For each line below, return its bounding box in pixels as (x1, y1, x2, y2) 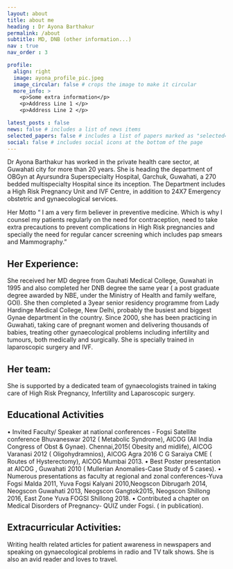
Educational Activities (7, 409, 104, 421)
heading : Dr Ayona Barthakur (7, 23, 95, 30)
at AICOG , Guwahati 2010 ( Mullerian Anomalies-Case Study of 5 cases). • (7, 464, 222, 473)
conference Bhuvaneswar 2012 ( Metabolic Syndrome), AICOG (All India (7, 435, 213, 443)
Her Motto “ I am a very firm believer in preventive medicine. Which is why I (7, 208, 223, 216)
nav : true (7, 42, 39, 49)
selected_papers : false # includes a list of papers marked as (7, 132, 194, 139)
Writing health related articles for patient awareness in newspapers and (7, 540, 212, 548)
